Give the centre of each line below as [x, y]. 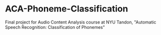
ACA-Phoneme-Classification [67, 9]
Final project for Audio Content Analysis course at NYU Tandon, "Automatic [81, 22]
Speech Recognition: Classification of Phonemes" [55, 27]
